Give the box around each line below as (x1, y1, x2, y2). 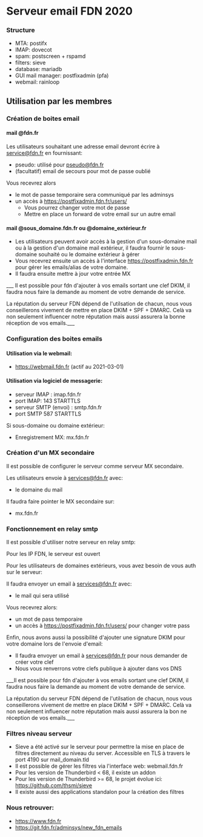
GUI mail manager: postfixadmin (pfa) (15, 72, 109, 80)
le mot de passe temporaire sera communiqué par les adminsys (15, 191, 175, 198)
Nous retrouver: (6, 804, 55, 812)
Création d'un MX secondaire (6, 448, 95, 457)
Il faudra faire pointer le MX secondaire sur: (6, 497, 115, 505)
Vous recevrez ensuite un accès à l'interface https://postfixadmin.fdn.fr (15, 257, 194, 265)
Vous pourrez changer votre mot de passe (24, 204, 130, 211)
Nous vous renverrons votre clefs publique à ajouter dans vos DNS (15, 665, 182, 672)
